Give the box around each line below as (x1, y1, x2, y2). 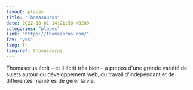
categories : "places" (6, 25, 60, 32)
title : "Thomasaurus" (6, 14, 60, 20)
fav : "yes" (6, 37, 33, 43)
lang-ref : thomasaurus (6, 48, 63, 54)
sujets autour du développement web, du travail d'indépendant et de (6, 70, 175, 78)
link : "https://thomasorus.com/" (6, 31, 90, 37)
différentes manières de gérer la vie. (6, 77, 96, 84)
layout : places (6, 8, 44, 15)
